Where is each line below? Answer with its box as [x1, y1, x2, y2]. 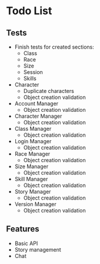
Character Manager [14, 112, 62, 120]
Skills [23, 75, 36, 82]
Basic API [14, 240, 38, 247]
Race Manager [14, 150, 51, 157]
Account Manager [14, 100, 59, 107]
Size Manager [14, 163, 49, 170]
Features [6, 224, 39, 234]
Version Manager [14, 201, 57, 208]
